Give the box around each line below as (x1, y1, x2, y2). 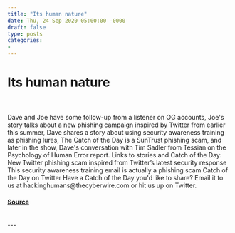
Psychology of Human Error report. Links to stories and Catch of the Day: (7, 150, 222, 159)
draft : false (7, 24, 46, 31)
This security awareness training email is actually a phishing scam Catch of (7, 165, 229, 175)
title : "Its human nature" (7, 10, 88, 18)
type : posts (7, 30, 43, 38)
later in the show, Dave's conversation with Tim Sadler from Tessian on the (7, 143, 226, 152)
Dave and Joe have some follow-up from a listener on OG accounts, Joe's (7, 113, 224, 121)
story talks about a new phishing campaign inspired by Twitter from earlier (7, 120, 226, 129)
